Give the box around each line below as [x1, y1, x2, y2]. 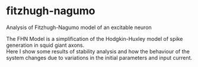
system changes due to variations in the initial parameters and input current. [6, 54, 193, 61]
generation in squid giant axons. [6, 42, 85, 49]
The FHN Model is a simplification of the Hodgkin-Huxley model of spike [6, 35, 183, 42]
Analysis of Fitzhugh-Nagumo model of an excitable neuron [6, 24, 152, 31]
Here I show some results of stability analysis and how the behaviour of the [6, 47, 190, 55]
